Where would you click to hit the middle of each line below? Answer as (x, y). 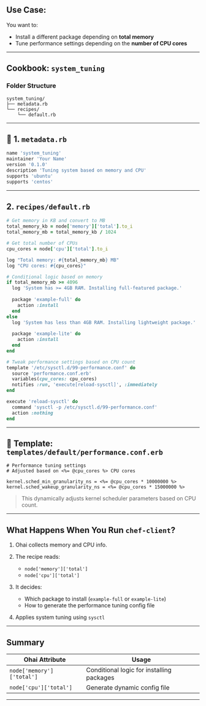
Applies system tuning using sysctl (60, 617)
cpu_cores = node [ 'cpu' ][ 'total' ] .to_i (57, 249)
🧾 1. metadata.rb (37, 139)
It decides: (29, 587)
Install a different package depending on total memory (85, 37)
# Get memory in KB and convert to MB (56, 221)
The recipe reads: (37, 557)
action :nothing (32, 413)
